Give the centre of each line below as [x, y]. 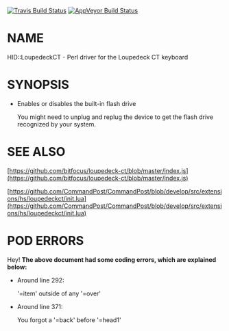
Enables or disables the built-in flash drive [76, 103]
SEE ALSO [36, 152]
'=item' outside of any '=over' [59, 293]
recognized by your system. [56, 124]
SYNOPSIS [38, 85]
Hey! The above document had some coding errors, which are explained [112, 259]
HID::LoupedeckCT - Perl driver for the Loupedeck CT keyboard [98, 57]
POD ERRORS [46, 241]
